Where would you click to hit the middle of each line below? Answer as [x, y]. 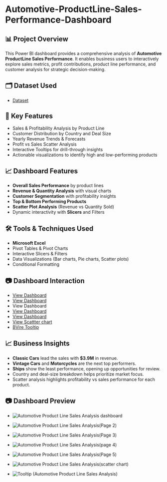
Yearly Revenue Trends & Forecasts [49, 139]
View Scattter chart [32, 322]
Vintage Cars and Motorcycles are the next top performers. [74, 363]
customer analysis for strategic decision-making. [55, 69]
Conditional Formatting [36, 264]
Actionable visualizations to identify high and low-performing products [85, 155]
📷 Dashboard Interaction [45, 281]
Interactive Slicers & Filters [40, 254]
